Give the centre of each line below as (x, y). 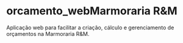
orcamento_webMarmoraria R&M (92, 11)
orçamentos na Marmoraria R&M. (48, 33)
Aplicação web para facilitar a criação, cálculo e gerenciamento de (90, 27)
